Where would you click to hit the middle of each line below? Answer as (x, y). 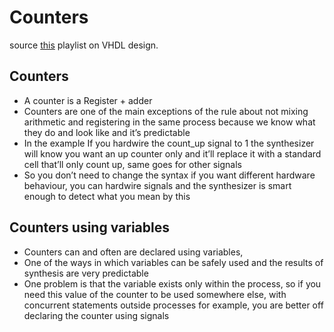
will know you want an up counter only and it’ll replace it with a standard (172, 153)
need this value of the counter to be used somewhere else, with (155, 294)
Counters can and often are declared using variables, (133, 252)
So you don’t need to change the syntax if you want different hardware (169, 175)
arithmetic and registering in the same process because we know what (169, 122)
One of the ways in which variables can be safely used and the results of (173, 262)
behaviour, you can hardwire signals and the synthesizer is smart (157, 185)
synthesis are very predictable (86, 273)
